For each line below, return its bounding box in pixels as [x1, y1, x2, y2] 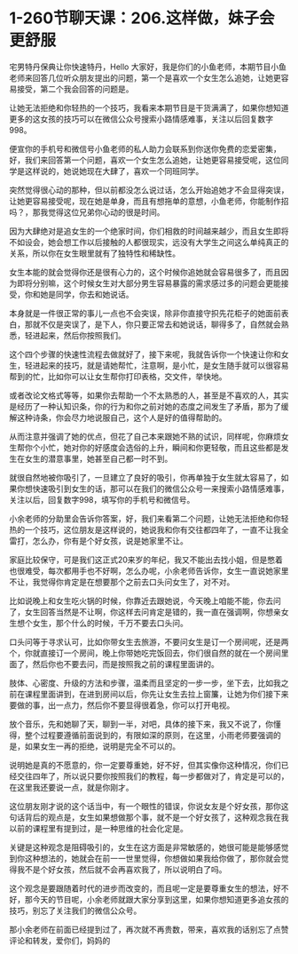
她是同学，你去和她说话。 [39, 289, 134, 299]
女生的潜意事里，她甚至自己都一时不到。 [24, 453, 173, 464]
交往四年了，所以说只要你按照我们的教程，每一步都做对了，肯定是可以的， [16, 770, 289, 782]
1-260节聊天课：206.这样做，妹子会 [9, 8, 275, 28]
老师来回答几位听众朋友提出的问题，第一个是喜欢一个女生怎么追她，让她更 [9, 72, 281, 83]
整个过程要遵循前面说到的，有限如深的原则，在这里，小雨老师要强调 [24, 729, 273, 740]
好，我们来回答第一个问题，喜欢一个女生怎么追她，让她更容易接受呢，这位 [9, 155, 281, 165]
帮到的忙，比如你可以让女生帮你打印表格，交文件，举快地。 [9, 370, 227, 382]
